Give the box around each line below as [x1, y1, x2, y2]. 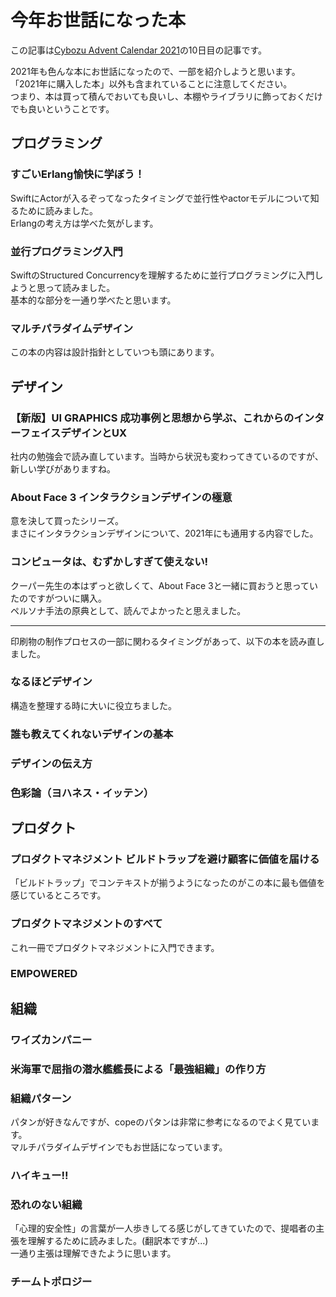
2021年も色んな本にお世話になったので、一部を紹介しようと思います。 [10, 65, 301, 77]
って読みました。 [44, 281, 116, 293]
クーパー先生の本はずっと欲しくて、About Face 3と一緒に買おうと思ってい [10, 579, 318, 591]
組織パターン [10, 1091, 72, 1105]
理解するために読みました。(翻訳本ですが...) [27, 1235, 209, 1247]
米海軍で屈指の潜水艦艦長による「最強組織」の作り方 [10, 1062, 267, 1076]
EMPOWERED [10, 967, 78, 981]
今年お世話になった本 [10, 9, 187, 32]
